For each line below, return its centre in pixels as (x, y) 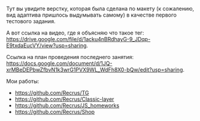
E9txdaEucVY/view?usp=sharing (46, 45)
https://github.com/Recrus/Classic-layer (64, 99)
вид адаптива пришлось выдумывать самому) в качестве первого (92, 15)
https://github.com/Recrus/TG (52, 93)
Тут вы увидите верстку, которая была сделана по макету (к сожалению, (100, 9)
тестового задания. (31, 21)
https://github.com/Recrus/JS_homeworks (67, 106)
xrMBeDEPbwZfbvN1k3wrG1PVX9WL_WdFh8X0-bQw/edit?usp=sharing (95, 70)
